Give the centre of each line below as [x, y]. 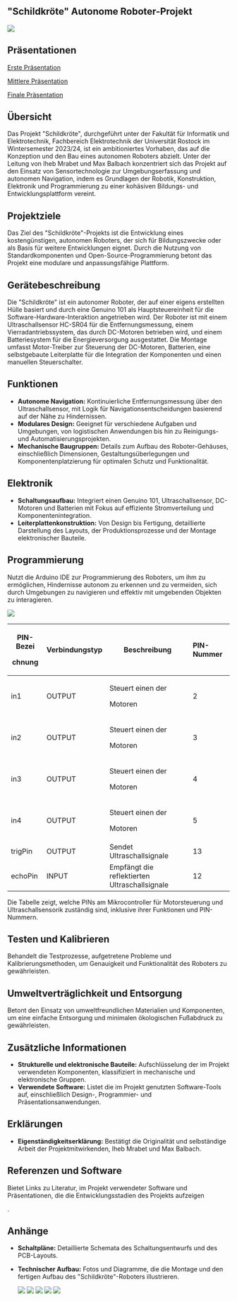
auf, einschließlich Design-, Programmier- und [85, 1094]
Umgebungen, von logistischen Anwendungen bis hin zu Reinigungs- [118, 431]
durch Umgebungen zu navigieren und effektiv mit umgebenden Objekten [115, 592]
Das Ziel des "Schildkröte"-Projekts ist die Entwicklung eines [96, 233]
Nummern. [23, 917]
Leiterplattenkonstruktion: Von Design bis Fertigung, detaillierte [111, 523]
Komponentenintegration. [54, 515]
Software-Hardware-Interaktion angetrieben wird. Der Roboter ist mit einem [117, 317]
